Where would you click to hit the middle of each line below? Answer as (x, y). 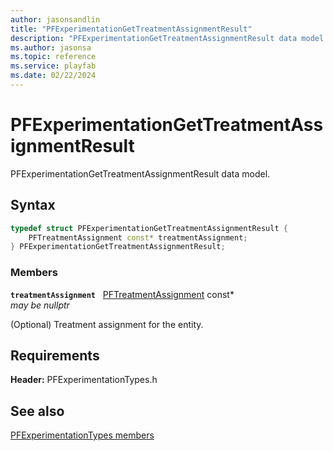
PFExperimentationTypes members (82, 435)
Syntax (33, 205)
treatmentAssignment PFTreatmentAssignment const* (122, 294)
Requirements (55, 355)
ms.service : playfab (53, 66)
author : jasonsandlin (55, 19)
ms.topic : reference (53, 57)
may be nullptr (40, 305)
